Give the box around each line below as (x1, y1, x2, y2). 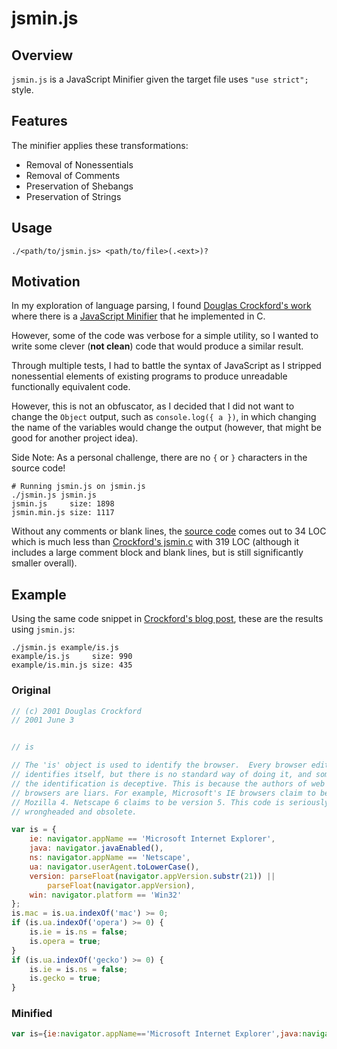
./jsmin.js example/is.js (11, 643, 119, 653)
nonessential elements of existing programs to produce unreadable (11, 370, 288, 382)
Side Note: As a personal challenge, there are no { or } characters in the (11, 452, 308, 464)
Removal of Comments (25, 169, 121, 181)
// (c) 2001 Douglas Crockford (11, 706, 142, 716)
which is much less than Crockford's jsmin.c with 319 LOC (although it (11, 536, 300, 548)
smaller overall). (11, 557, 78, 569)
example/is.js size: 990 (11, 652, 133, 662)
